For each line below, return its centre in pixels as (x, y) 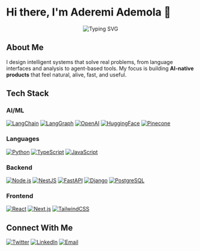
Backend (19, 167)
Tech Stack (28, 94)
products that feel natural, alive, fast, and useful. (66, 75)
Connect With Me (40, 227)
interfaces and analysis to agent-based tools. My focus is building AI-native (100, 68)
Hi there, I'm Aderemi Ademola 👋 (89, 12)
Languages (23, 139)
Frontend (20, 195)
